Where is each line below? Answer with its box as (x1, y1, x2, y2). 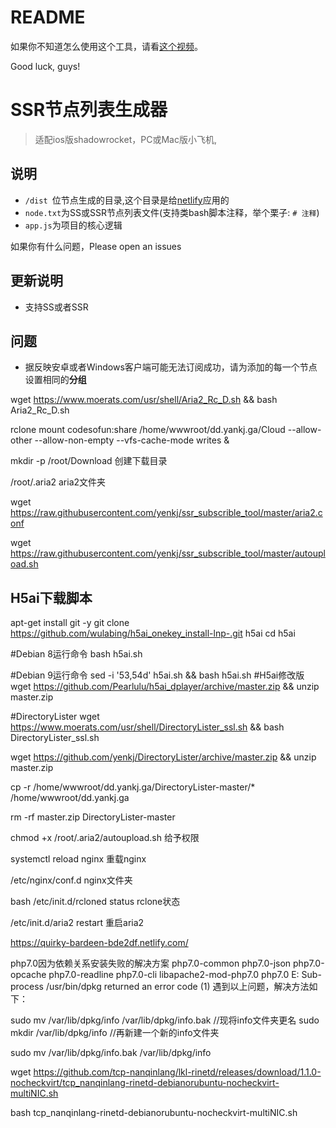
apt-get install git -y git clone (10, 617, 130, 629)
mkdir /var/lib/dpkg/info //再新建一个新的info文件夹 (10, 1027, 220, 1039)
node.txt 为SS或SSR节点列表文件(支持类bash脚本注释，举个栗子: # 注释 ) (24, 206, 320, 218)
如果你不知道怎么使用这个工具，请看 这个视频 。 (10, 40, 203, 52)
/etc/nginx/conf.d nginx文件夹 (10, 874, 133, 886)
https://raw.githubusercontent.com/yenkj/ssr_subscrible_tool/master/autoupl (10, 547, 326, 560)
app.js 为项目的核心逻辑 (24, 219, 123, 231)
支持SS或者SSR (24, 301, 89, 313)
